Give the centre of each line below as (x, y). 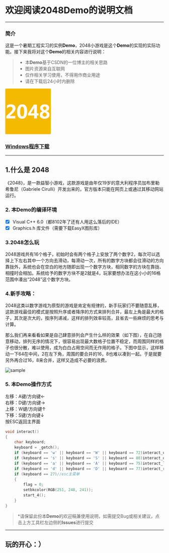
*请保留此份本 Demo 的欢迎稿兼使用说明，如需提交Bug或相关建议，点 (89, 516)
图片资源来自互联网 (45, 69)
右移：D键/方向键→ (25, 403)
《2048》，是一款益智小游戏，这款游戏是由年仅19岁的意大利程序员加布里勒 (82, 183)
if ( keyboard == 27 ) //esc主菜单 (47, 474)
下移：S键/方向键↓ (25, 415)
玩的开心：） (25, 545)
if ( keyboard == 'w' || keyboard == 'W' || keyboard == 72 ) (78, 453)
